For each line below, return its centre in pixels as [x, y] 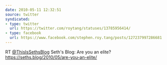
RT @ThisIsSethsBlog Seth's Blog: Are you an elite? [58, 52]
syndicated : [17, 19]
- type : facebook [23, 33]
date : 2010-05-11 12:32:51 [33, 10]
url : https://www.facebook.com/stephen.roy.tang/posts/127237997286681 [86, 38]
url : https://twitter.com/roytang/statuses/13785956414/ [70, 28]
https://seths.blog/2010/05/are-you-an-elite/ [51, 57]
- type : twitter [22, 24]
